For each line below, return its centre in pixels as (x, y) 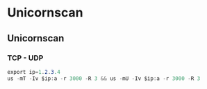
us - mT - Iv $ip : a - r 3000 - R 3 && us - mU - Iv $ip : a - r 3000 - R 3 (104, 78)
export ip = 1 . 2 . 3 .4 (34, 72)
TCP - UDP (25, 58)
